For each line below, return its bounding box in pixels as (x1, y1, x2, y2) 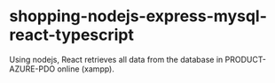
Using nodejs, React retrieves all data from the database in (9, 54, 224, 64)
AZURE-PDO (9, 64, 56, 74)
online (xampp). (57, 64, 115, 74)
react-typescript (9, 25, 135, 45)
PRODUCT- (224, 54, 266, 64)
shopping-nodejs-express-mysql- (9, 6, 268, 26)
